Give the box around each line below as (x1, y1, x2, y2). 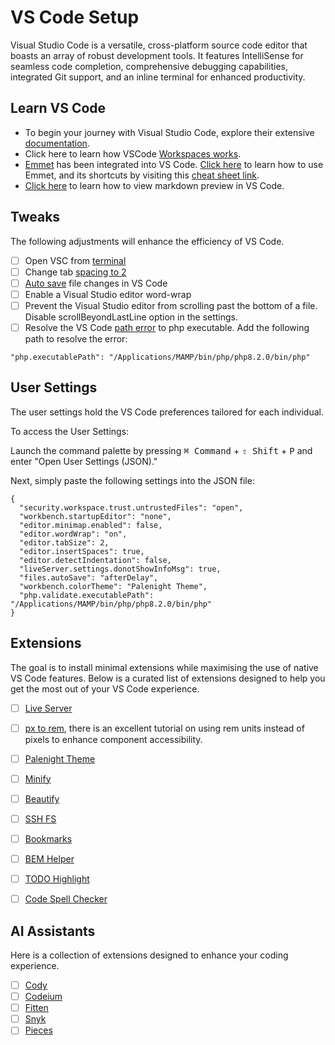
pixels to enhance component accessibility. (24, 733, 203, 745)
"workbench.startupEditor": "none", (19, 511, 172, 521)
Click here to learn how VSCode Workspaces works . (24, 147, 242, 160)
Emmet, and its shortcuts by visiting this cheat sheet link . (24, 169, 260, 181)
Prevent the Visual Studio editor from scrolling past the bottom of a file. (24, 299, 318, 311)
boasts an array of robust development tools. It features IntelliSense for (10, 49, 304, 61)
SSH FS (24, 812, 57, 825)
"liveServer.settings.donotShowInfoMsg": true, (19, 564, 222, 574)
